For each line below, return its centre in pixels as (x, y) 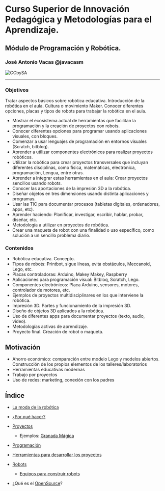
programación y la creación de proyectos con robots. (66, 126)
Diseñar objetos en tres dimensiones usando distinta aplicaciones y (80, 194)
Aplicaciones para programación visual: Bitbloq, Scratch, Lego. (76, 280)
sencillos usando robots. (37, 183)
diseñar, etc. (25, 220)
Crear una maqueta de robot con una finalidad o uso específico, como (83, 230)
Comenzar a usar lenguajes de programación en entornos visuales (80, 141)
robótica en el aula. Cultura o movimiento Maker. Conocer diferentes (74, 106)
